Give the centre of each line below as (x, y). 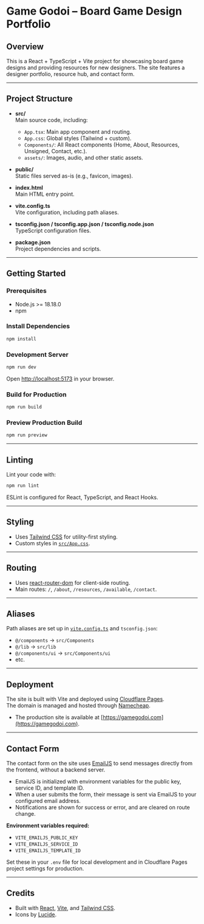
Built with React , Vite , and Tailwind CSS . (65, 908)
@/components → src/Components (55, 640)
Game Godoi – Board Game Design (94, 11)
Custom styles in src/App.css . (53, 543)
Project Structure (39, 99)
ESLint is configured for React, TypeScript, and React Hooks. (82, 497)
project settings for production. (45, 868)
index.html (29, 187)
